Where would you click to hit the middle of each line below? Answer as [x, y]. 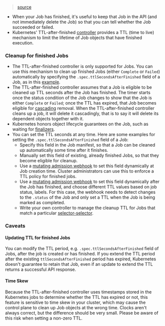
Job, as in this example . [36, 82]
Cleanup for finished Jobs [37, 55]
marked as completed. [42, 203]
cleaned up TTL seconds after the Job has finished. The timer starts [81, 93]
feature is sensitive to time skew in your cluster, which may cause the [76, 302]
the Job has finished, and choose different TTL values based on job [88, 187]
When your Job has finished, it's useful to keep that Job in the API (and [84, 17]
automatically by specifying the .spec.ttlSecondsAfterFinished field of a [86, 77]
